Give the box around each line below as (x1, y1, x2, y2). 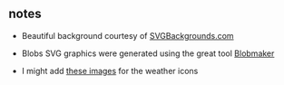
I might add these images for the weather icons (21, 65, 199, 76)
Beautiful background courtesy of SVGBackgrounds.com (21, 30, 234, 41)
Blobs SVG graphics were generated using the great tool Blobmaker (21, 48, 275, 59)
